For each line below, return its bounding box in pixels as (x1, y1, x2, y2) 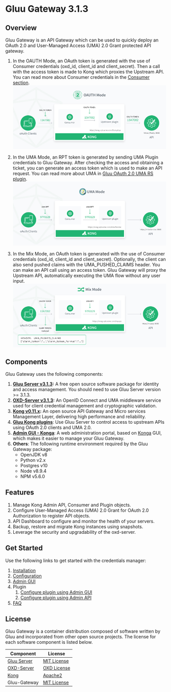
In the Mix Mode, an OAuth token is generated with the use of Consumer (12, 250, 165, 256)
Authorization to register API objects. (12, 512, 90, 518)
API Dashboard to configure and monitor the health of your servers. (12, 518, 155, 524)
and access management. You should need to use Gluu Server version (12, 386, 161, 392)
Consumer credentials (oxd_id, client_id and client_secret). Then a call (12, 63, 160, 69)
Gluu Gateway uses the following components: (5, 371, 103, 377)
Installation (12, 567, 36, 573)
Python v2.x (20, 457, 46, 463)
